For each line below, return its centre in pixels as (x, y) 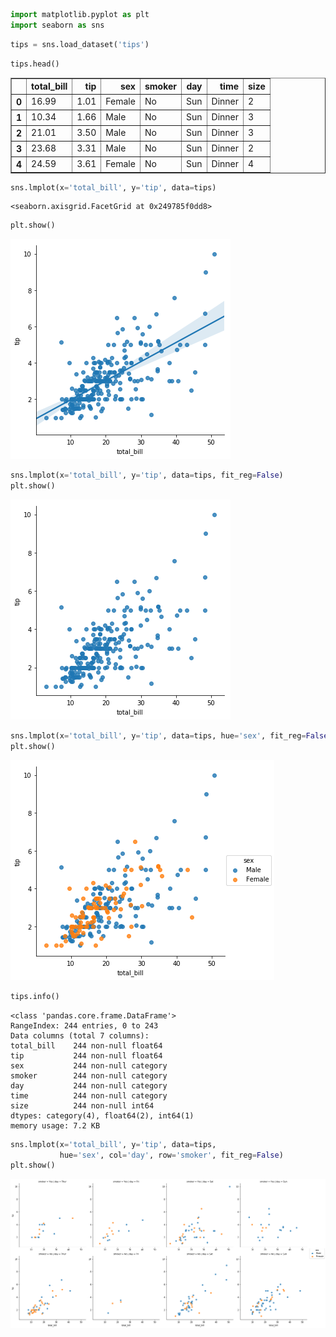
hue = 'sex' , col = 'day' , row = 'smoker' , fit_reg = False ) (171, 1155)
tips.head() (35, 64)
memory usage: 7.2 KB (55, 1125)
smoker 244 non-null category (89, 1075)
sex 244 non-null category (89, 1065)
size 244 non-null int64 (82, 1105)
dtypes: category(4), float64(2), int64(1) (102, 1115)
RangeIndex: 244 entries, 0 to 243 (84, 1025)
